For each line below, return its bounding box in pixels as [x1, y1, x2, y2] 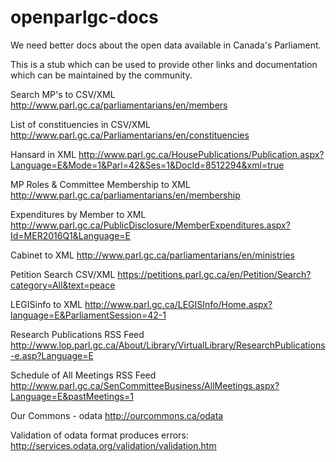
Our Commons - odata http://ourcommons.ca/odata [10, 409, 224, 421]
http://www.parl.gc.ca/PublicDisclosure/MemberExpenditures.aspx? [10, 219, 291, 231]
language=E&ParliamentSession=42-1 [10, 309, 167, 321]
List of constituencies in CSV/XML [10, 118, 151, 130]
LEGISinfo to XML [10, 298, 83, 310]
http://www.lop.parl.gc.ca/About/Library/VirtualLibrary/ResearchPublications [10, 339, 326, 351]
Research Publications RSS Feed [10, 328, 145, 340]
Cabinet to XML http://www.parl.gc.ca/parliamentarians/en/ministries [10, 249, 295, 261]
